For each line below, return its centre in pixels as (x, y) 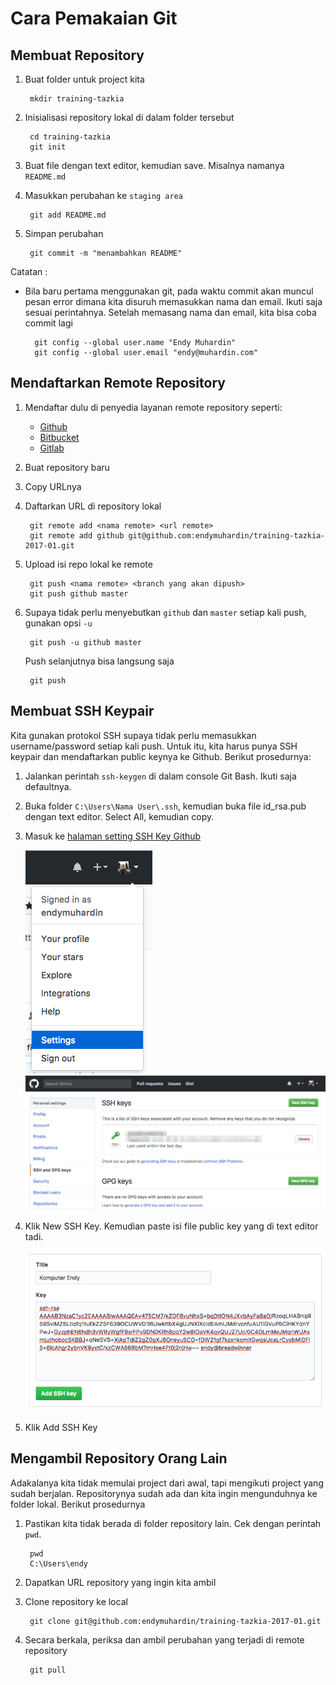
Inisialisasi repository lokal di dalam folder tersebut (129, 117)
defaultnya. (48, 786)
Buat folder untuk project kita (84, 79)
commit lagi (48, 323)
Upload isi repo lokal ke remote (88, 564)
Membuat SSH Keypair (82, 711)
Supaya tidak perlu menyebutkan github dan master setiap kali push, (165, 612)
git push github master (79, 593)
